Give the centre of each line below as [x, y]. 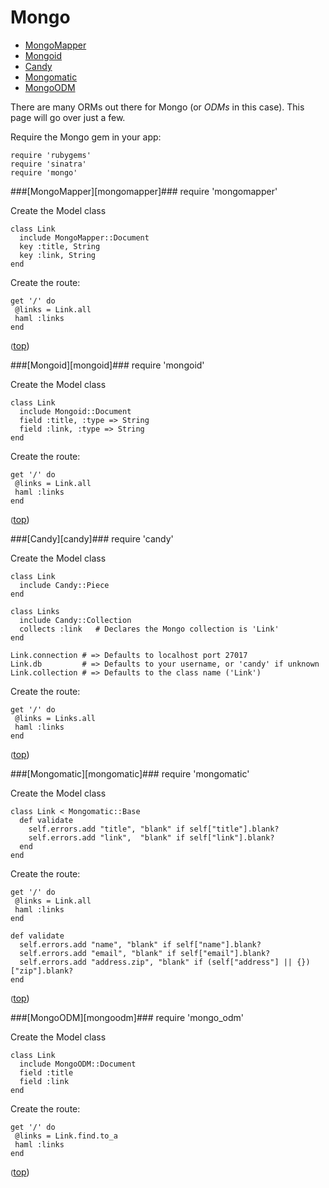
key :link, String [58, 255]
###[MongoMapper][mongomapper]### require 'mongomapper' [144, 191]
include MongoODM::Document [78, 1064]
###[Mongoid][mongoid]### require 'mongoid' [107, 365]
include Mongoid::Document [75, 411]
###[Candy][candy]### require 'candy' [92, 538]
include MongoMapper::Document [84, 237]
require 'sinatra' [48, 164]
